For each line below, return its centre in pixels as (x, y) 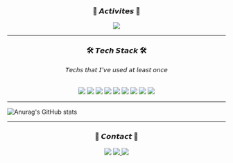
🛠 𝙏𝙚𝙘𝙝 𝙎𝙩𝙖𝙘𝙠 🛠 (116, 51)
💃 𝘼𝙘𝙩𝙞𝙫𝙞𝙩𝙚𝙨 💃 (116, 11)
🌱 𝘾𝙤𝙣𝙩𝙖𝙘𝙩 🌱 (116, 137)
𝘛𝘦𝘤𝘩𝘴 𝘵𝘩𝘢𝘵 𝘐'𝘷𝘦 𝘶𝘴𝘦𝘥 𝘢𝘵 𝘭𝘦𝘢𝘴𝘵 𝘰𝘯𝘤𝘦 (116, 69)
